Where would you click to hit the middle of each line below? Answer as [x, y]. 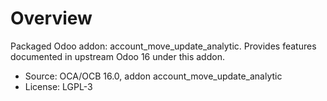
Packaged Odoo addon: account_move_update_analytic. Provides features [163, 46]
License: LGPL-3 [58, 86]
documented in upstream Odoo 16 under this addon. [117, 56]
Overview [51, 18]
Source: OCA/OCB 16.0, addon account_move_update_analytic [153, 76]
